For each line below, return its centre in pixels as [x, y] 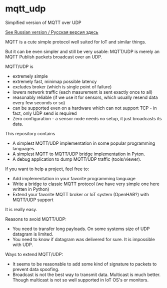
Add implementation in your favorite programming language [74, 178]
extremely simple [30, 76]
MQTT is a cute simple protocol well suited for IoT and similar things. [76, 42]
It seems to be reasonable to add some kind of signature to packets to [84, 264]
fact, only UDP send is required [44, 113]
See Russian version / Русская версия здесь [52, 32]
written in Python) [31, 189]
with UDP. [23, 245]
